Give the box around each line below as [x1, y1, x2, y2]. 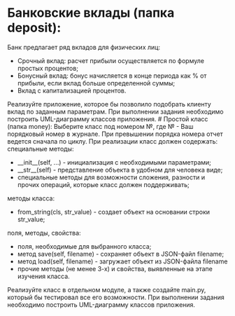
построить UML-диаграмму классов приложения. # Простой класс [7, 114, 208, 123]
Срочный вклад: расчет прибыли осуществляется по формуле [17, 56, 205, 64]
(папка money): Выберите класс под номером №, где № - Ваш [7, 122, 194, 130]
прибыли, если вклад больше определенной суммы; [17, 78, 176, 87]
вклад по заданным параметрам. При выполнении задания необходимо [7, 107, 224, 116]
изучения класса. [17, 272, 70, 280]
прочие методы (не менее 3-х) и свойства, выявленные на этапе [17, 264, 213, 273]
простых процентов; [17, 64, 79, 72]
